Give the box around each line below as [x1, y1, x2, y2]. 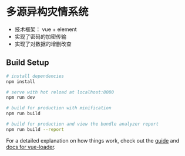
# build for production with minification [6, 105, 112, 111]
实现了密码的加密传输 [14, 33, 66, 40]
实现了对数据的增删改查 [14, 40, 72, 47]
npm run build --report [6, 126, 65, 132]
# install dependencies [6, 73, 65, 79]
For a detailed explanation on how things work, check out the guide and [6, 137, 180, 144]
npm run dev [6, 95, 35, 100]
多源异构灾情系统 [6, 5, 89, 19]
